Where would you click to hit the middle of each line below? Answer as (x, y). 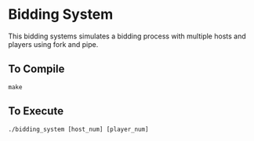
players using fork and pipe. (53, 44)
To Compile (36, 69)
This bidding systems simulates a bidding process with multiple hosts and (127, 36)
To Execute (36, 111)
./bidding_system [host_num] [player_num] (78, 129)
